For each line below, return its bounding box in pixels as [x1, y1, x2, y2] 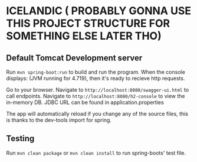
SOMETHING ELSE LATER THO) [6, 30, 162, 43]
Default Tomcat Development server [6, 53, 143, 63]
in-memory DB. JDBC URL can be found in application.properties [6, 99, 164, 106]
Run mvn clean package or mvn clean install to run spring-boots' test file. [6, 149, 186, 156]
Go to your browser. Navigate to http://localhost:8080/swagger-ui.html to [6, 86, 189, 93]
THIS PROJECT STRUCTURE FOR [6, 17, 170, 30]
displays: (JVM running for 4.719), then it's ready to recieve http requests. [6, 75, 185, 82]
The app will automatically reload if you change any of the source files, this [6, 111, 189, 117]
